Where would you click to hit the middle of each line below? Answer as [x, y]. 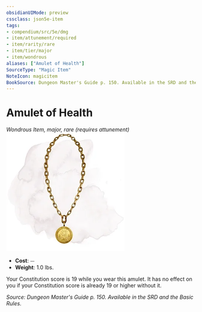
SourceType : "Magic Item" [38, 70]
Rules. [14, 304]
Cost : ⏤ [25, 261]
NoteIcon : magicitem [32, 76]
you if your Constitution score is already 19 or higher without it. [84, 286]
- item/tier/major [29, 51]
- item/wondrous [26, 57]
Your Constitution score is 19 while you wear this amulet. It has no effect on [99, 279]
